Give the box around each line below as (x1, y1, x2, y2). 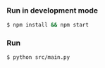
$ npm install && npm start (6, 22, 89, 29)
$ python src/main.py (6, 54, 70, 61)
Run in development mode (6, 6, 99, 15)
